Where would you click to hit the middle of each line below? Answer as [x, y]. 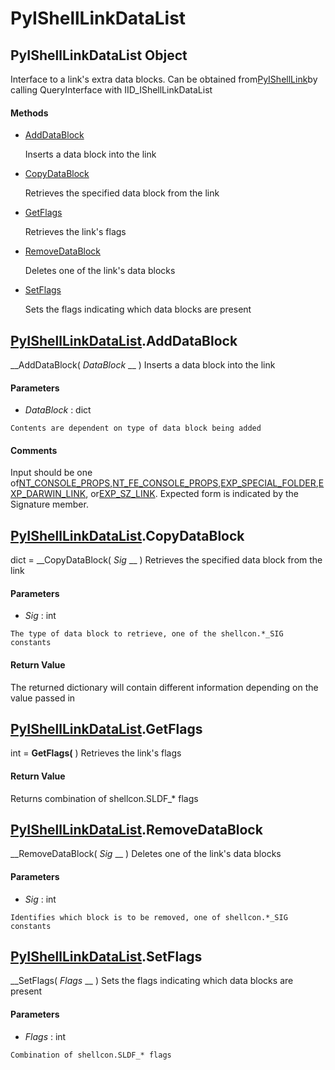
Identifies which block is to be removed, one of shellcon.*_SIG [149, 917]
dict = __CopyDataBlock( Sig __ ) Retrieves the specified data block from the [166, 560]
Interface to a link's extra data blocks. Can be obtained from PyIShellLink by [164, 79]
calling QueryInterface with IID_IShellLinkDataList [111, 90]
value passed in [43, 698]
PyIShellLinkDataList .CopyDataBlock [127, 535]
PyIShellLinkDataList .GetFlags [106, 729]
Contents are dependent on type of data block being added [136, 428]
